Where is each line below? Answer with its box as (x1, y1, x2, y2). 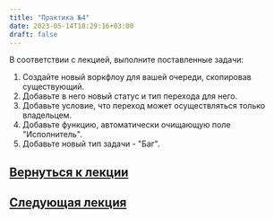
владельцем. (21, 109, 73, 121)
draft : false (9, 30, 58, 39)
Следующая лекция (9, 195, 127, 211)
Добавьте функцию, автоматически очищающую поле (21, 119, 231, 130)
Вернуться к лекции (9, 164, 129, 180)
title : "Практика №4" (9, 13, 90, 22)
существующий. (21, 82, 85, 92)
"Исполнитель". (21, 129, 82, 140)
